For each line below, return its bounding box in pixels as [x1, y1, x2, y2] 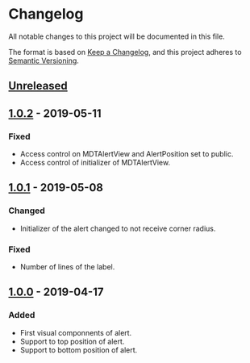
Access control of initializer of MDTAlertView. [19, 158, 171, 168]
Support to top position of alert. [19, 336, 125, 346]
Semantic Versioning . [8, 56, 79, 65]
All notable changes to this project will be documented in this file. [8, 31, 226, 41]
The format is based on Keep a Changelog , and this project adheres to [8, 47, 242, 56]
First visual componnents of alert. [19, 328, 132, 337]
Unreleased [8, 79, 69, 93]
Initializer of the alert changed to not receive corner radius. [19, 223, 216, 233]
